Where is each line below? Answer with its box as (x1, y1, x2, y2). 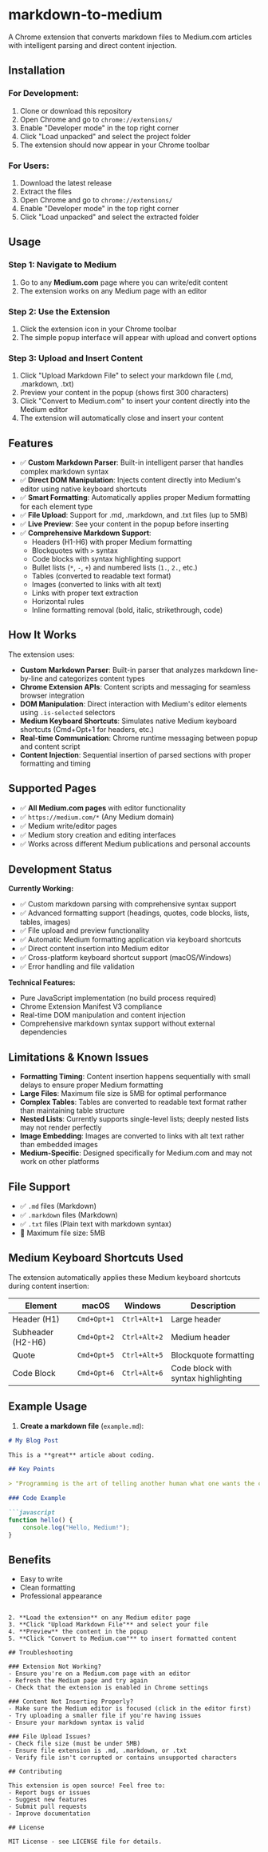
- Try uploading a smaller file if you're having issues (8, 1712, 202, 1720)
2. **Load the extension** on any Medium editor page (8, 1614, 191, 1622)
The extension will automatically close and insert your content (19, 414, 224, 423)
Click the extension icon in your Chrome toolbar (19, 324, 177, 334)
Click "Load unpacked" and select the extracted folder (19, 212, 199, 222)
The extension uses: (8, 650, 75, 659)
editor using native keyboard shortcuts (19, 484, 148, 494)
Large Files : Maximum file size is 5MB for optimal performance (19, 1089, 227, 1098)
